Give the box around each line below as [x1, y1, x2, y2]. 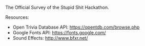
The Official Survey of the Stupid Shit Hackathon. [5, 5, 109, 10]
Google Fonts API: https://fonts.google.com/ [12, 30, 106, 35]
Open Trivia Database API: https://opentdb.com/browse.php [12, 24, 140, 30]
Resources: [5, 14, 29, 20]
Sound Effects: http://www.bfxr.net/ [12, 35, 88, 41]
